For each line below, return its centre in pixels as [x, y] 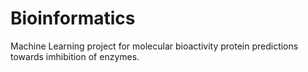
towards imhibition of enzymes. [75, 56]
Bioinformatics [73, 18]
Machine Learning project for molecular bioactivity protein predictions [154, 46]
